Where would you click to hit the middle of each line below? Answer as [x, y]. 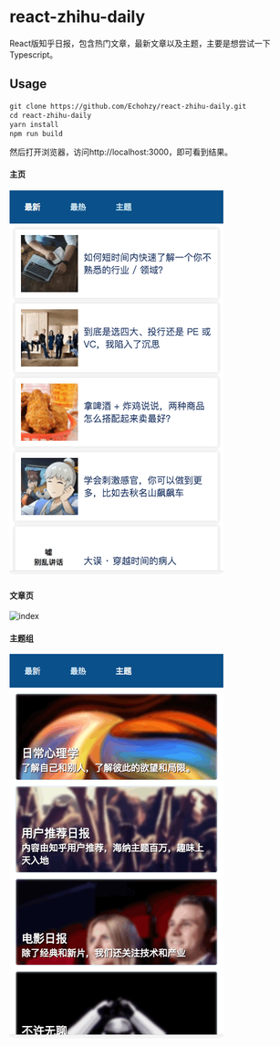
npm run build [36, 134]
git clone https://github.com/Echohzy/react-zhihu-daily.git [128, 106]
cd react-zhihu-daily [51, 115]
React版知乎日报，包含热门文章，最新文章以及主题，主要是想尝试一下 [140, 43]
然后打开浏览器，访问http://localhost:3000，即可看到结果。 [121, 152]
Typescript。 [34, 54]
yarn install [34, 124]
